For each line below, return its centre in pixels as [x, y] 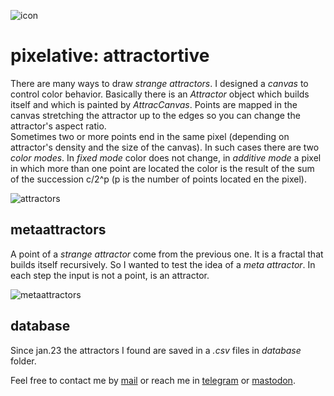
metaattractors [58, 230]
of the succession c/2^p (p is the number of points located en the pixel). [158, 179]
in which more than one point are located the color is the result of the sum [162, 168]
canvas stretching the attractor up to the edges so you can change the [155, 115]
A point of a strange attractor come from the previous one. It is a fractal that [167, 254]
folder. [23, 361]
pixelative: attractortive [110, 56]
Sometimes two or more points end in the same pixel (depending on [150, 136]
